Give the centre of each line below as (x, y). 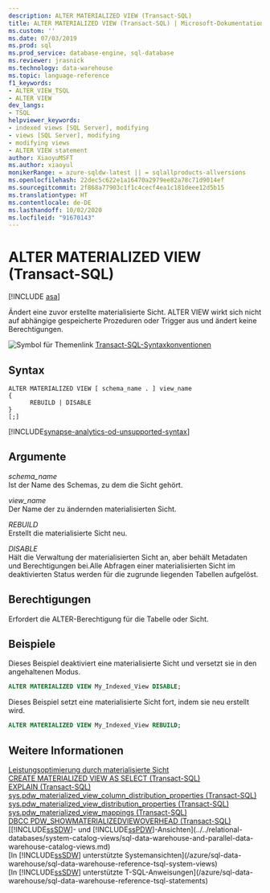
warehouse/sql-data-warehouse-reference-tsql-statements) (108, 881)
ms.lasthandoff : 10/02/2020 (55, 210)
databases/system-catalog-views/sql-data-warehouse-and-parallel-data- (131, 838)
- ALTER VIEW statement (48, 150)
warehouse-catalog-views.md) (59, 846)
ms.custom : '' (32, 31)
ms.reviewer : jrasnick (46, 61)
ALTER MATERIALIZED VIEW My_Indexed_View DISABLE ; (95, 687)
